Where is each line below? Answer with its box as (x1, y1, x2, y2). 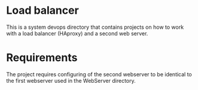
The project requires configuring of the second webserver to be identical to (6, 70, 193, 78)
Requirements (6, 51, 78, 65)
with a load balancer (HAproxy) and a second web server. (6, 29, 148, 37)
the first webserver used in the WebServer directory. (6, 77, 136, 84)
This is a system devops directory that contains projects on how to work (6, 23, 184, 31)
